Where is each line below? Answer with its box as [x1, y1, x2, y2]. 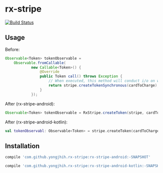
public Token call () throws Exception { [39, 74, 123, 79]
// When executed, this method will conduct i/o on [48, 79, 155, 84]
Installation [5, 142, 40, 150]
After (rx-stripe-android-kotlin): [5, 119, 68, 125]
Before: [5, 46, 20, 52]
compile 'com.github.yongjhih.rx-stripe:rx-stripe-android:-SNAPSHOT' [5, 155, 151, 160]
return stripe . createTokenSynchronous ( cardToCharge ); [48, 83, 160, 88]
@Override [39, 69, 60, 74]
